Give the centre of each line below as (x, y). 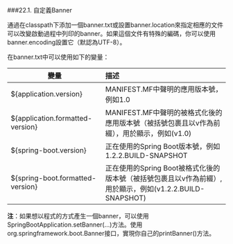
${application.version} (47, 94)
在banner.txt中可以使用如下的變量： (58, 57)
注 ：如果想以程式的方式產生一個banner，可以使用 (78, 216)
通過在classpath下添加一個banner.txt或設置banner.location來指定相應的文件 (115, 25)
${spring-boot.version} (49, 150)
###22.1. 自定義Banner (40, 10)
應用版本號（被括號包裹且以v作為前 (163, 123)
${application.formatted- (51, 118)
